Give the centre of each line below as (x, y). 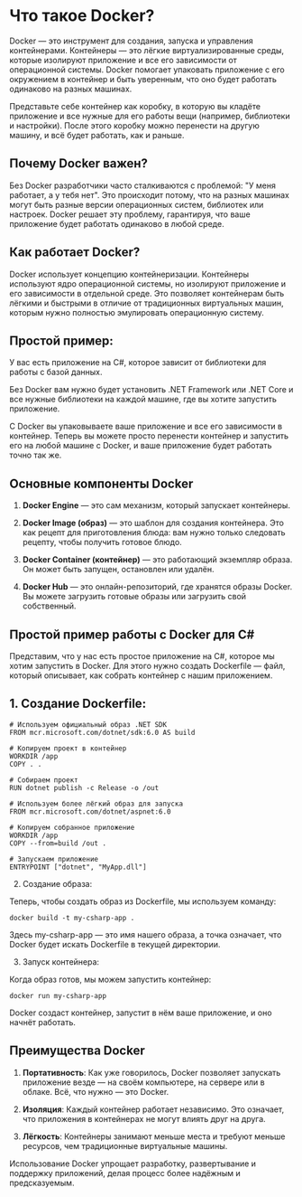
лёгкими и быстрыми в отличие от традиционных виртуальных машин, (146, 303)
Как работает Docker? (75, 253)
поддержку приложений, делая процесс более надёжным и (125, 1173)
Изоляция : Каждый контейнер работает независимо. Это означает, (153, 1109)
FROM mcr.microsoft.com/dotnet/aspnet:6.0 (90, 811)
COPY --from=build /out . (58, 843)
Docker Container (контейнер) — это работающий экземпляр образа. (157, 560)
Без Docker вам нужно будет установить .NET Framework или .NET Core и (151, 390)
